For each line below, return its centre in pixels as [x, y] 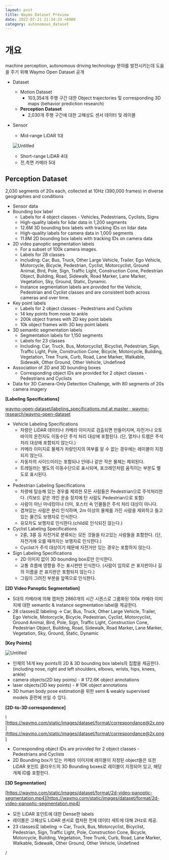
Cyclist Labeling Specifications [45, 529]
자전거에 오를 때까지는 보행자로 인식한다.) [61, 541]
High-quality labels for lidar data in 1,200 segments [73, 222]
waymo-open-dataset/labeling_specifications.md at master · [68, 409]
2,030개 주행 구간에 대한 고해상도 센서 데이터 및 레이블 [81, 115]
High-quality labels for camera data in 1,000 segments [77, 233]
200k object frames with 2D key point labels [66, 319]
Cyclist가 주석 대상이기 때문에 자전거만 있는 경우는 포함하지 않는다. [86, 547]
